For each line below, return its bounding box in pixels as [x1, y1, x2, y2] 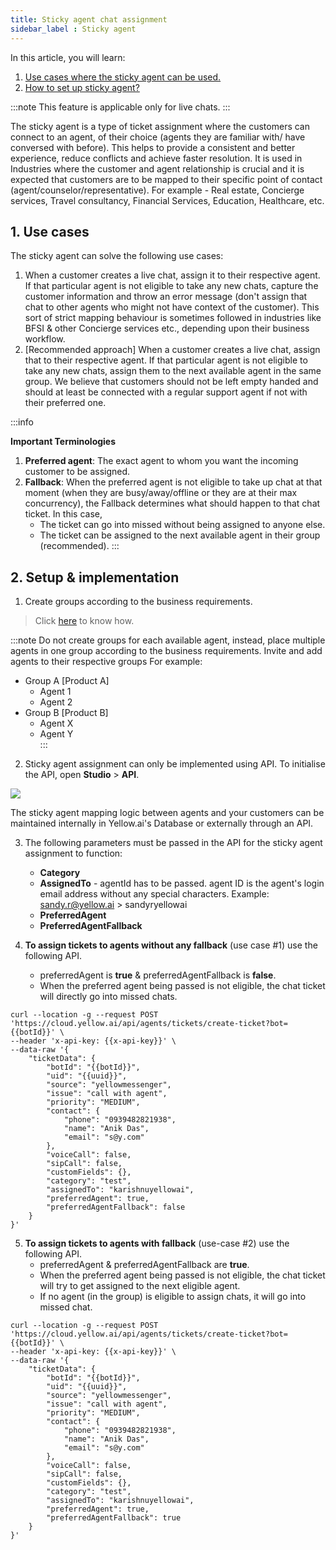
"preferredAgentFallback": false [46, 1202, 186, 1213]
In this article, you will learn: [10, 51, 126, 63]
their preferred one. [24, 397, 107, 409]
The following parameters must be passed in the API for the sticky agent [24, 837, 323, 849]
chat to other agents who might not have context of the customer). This [24, 301, 320, 313]
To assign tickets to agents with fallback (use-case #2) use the [24, 1237, 290, 1250]
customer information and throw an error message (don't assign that [24, 291, 308, 303]
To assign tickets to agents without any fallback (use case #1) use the [24, 939, 318, 951]
